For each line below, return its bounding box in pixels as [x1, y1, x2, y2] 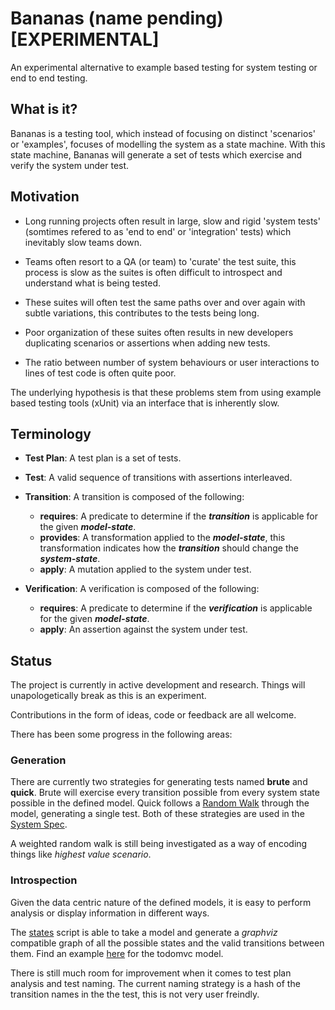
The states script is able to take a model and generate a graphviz [10, 926, 278, 938]
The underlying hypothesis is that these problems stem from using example [10, 386, 322, 398]
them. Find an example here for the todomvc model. [10, 947, 224, 959]
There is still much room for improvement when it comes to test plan [10, 967, 292, 979]
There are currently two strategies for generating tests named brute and [10, 776, 308, 788]
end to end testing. [10, 72, 88, 84]
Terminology [10, 425, 92, 442]
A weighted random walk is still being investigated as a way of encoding [10, 838, 308, 850]
